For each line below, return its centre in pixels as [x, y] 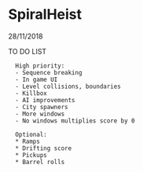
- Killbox [31, 93]
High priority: [40, 66]
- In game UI [37, 79]
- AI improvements [46, 100]
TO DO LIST [27, 51]
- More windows [40, 114]
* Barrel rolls [40, 162]
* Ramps [28, 141]
